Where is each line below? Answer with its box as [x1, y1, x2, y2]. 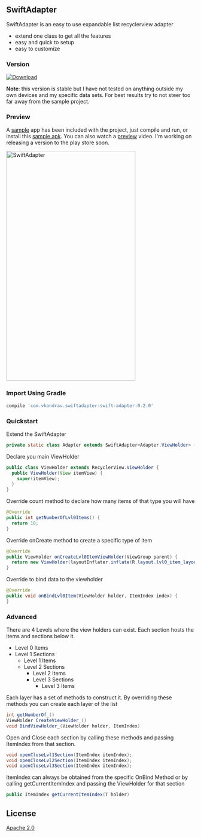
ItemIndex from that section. [6, 740, 76, 747]
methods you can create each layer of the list [6, 700, 118, 708]
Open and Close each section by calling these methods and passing [6, 733, 174, 741]
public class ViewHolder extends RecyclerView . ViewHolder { [6, 464, 160, 471]
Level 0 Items [14, 644, 48, 651]
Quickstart [6, 417, 38, 425]
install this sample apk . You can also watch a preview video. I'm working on [6, 133, 192, 140]
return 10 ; [11, 520, 39, 526]
